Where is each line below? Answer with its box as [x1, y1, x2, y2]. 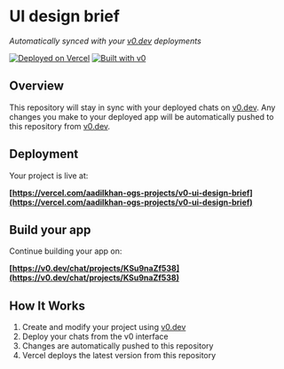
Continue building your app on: [9, 246, 122, 256]
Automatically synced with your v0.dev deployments [9, 35, 201, 46]
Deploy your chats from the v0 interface [21, 331, 169, 342]
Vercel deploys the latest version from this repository [21, 350, 217, 361]
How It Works [9, 298, 86, 313]
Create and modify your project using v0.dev [21, 322, 186, 333]
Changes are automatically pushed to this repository [21, 341, 214, 351]
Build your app [9, 222, 91, 237]
